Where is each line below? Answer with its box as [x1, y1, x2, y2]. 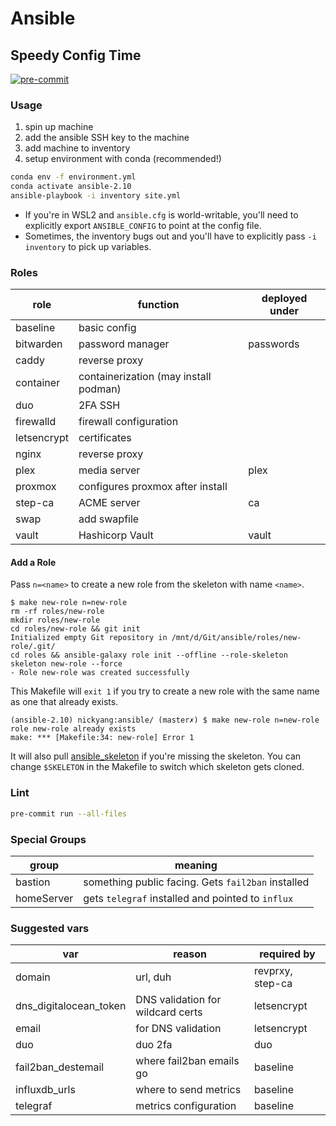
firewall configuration [78, 415, 179, 429]
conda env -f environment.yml [10, 172, 137, 182]
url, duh [135, 970, 172, 984]
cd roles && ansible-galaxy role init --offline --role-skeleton [10, 650, 288, 661]
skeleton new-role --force [10, 659, 123, 669]
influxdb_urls [15, 1083, 76, 1097]
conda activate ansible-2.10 [10, 182, 132, 192]
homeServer [15, 891, 74, 905]
